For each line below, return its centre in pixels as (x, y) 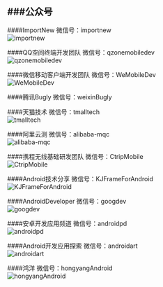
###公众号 (30, 12)
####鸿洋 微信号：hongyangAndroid (60, 268)
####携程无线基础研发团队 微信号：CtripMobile (76, 156)
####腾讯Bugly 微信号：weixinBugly (60, 97)
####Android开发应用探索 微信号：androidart (72, 246)
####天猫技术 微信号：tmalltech (53, 112)
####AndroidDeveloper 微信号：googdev (67, 201)
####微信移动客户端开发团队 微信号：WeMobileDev (82, 74)
